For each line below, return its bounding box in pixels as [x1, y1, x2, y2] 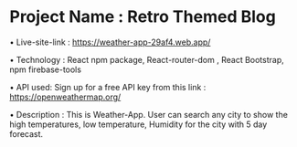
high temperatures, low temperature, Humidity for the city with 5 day [9, 119, 268, 130]
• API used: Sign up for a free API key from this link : [9, 81, 207, 92]
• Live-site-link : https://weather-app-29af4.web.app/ [9, 37, 211, 47]
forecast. [9, 128, 44, 139]
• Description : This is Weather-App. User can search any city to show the [9, 109, 288, 120]
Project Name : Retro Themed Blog [9, 6, 276, 27]
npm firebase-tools [9, 64, 82, 75]
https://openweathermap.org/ [9, 91, 122, 102]
